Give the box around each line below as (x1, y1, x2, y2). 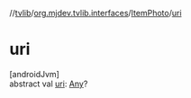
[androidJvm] (9, 68, 60, 79)
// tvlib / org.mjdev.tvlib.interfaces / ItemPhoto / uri (9, 8, 182, 18)
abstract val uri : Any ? (9, 78, 88, 89)
